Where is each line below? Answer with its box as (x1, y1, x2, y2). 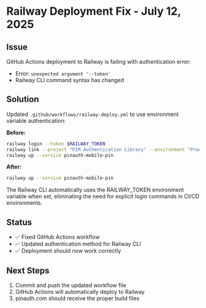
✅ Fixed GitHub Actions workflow (15, 233, 100, 241)
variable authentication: (6, 117, 66, 124)
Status (6, 217, 32, 228)
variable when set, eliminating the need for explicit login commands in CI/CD (6, 193, 200, 200)
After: (6, 163, 22, 171)
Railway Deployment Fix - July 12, (6, 4, 181, 18)
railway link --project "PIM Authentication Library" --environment (6, 146, 185, 153)
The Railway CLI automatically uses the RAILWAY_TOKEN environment (6, 186, 184, 194)
